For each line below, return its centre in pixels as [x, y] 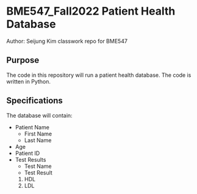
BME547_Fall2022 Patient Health [91, 11]
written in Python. [28, 81]
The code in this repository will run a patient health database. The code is [99, 75]
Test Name [38, 166]
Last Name [38, 140]
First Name [38, 134]
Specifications [34, 101]
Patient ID [27, 153]
